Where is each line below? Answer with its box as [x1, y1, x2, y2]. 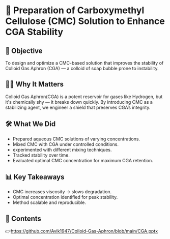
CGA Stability [5, 26, 64, 38]
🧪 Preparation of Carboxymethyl [5, 5, 145, 16]
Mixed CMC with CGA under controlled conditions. [12, 141, 119, 147]
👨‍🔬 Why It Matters [5, 80, 64, 88]
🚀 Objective [5, 46, 43, 55]
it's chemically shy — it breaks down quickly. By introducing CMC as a [5, 99, 153, 105]
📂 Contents [5, 214, 42, 223]
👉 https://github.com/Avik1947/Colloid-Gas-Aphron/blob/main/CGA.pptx [5, 228, 158, 234]
